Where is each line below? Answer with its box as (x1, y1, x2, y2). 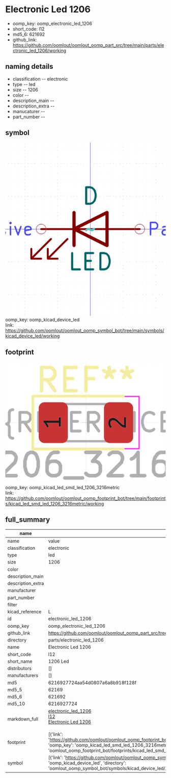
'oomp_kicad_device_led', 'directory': (48, 760, 126, 766)
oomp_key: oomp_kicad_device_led (5, 317, 80, 323)
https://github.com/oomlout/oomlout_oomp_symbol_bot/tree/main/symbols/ (5, 328, 164, 334)
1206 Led (48, 658, 69, 664)
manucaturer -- (12, 108, 45, 114)
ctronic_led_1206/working (12, 47, 67, 53)
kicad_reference (7, 609, 42, 615)
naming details (5, 62, 53, 71)
